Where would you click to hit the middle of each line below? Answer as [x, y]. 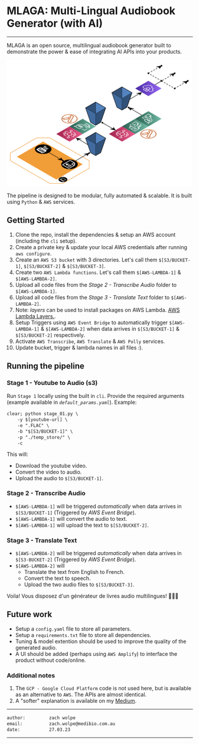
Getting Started [36, 221]
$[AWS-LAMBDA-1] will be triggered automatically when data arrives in [98, 506]
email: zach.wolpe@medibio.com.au [61, 724]
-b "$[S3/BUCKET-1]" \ [45, 431]
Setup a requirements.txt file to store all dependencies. [83, 635]
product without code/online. [50, 660]
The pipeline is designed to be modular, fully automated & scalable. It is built [99, 195]
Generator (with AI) [55, 23]
